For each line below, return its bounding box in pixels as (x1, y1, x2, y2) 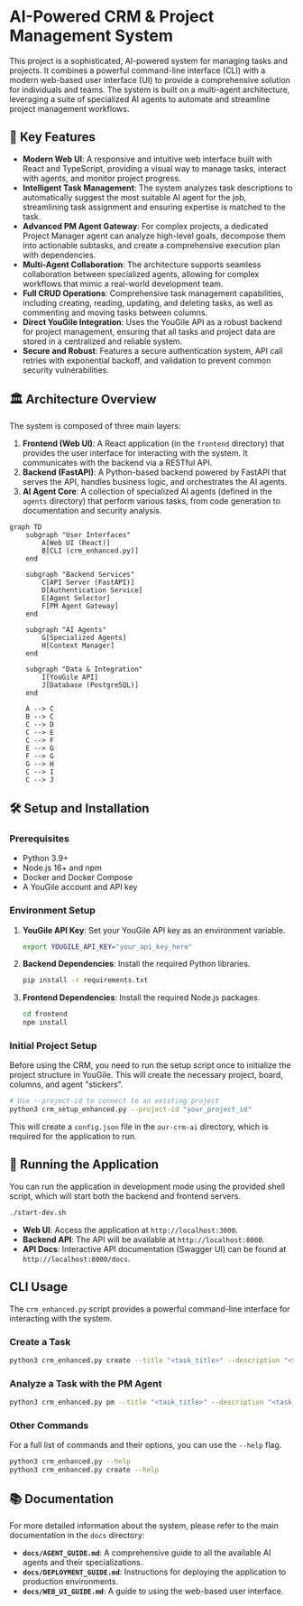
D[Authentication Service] (41, 585, 143, 595)
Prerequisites (9, 832, 69, 845)
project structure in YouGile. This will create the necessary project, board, (9, 1070, 284, 1081)
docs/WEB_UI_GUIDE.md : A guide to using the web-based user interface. (22, 1585, 284, 1596)
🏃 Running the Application (9, 1157, 160, 1173)
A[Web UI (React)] (41, 538, 111, 547)
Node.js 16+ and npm (22, 862, 102, 873)
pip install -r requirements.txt (22, 976, 149, 985)
